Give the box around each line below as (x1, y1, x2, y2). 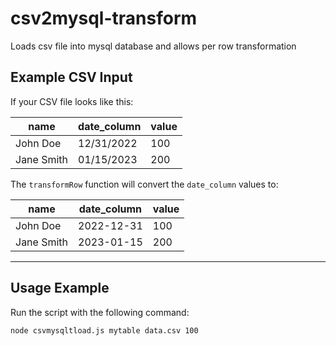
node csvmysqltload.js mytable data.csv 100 (10, 325, 199, 336)
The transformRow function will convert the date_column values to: (10, 178, 279, 190)
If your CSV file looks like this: (10, 95, 134, 107)
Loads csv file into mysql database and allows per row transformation (10, 40, 297, 52)
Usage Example (10, 280, 110, 297)
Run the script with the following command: (10, 306, 190, 318)
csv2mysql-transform (10, 7, 198, 30)
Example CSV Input (10, 69, 133, 86)
